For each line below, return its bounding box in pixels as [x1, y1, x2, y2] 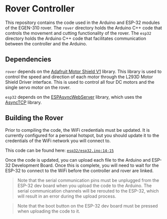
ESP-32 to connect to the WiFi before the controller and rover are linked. [5, 168, 154, 174]
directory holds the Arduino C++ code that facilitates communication [5, 35, 146, 41]
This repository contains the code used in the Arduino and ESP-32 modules [5, 19, 160, 25]
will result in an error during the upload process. [17, 193, 116, 199]
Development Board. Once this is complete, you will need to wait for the [11, 162, 159, 168]
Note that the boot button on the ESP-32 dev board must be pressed [17, 203, 158, 209]
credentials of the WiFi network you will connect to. [5, 138, 111, 144]
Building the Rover [5, 114, 64, 122]
